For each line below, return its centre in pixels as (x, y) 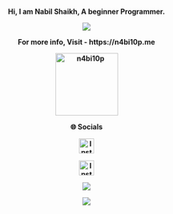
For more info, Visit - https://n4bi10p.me (86, 42)
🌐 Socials (86, 127)
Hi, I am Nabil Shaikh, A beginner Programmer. (86, 12)
